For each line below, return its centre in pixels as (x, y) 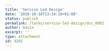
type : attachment (23, 37)
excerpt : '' (17, 32)
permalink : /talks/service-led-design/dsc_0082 (55, 23)
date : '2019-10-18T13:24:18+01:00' (41, 14)
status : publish (22, 18)
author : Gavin (20, 28)
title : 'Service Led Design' (35, 9)
